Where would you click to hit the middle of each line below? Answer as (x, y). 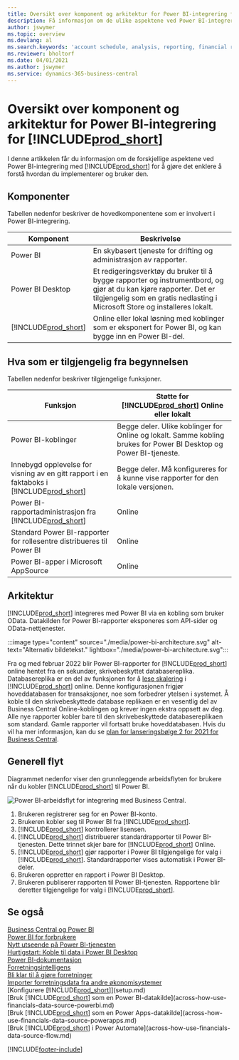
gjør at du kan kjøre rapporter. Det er (154, 289)
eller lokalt (172, 414)
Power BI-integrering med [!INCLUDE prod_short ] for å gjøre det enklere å (115, 166)
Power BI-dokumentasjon (44, 959)
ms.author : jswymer (36, 67)
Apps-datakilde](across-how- (179, 1012)
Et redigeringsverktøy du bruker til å (153, 272)
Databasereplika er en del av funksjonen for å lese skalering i (97, 679)
